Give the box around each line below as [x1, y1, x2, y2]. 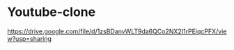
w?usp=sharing [7, 34, 52, 42]
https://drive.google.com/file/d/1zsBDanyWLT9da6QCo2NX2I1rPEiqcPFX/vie [7, 27, 227, 35]
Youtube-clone [7, 4, 96, 20]
